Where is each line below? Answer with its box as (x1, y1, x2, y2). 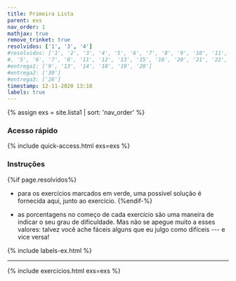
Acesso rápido (7, 126, 58, 136)
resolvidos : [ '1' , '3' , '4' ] (7, 43, 93, 50)
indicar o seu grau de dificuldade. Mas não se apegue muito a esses (17, 218, 216, 226)
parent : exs (7, 17, 42, 24)
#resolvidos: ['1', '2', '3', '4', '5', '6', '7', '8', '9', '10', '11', (7, 50, 228, 57)
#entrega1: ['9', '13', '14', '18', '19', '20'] (7, 63, 152, 70)
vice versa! (17, 232, 50, 241)
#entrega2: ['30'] (7, 69, 61, 76)
